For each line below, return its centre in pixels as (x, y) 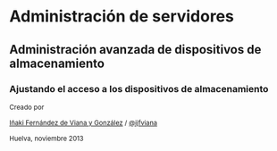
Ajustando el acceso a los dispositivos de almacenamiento (139, 88)
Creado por (27, 107)
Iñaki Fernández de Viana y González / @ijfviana (84, 122)
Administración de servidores (122, 17)
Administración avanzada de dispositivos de (135, 50)
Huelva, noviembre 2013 (46, 138)
